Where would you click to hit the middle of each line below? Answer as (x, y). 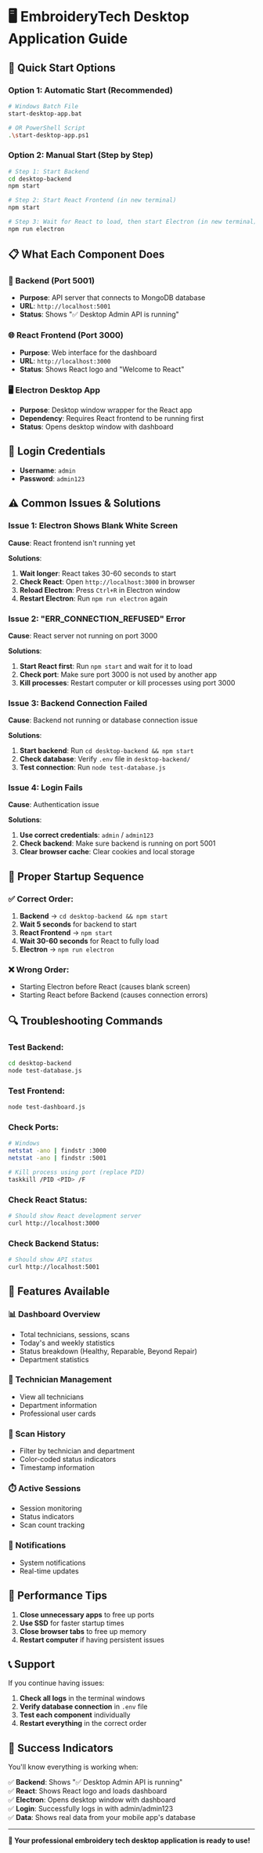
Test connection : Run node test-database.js (92, 767)
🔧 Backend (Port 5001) (52, 281)
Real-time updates (49, 1571)
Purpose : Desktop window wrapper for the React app (106, 410)
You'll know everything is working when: (73, 1767)
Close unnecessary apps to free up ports (87, 1614)
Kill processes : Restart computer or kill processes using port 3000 (127, 682)
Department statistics (54, 1359)
